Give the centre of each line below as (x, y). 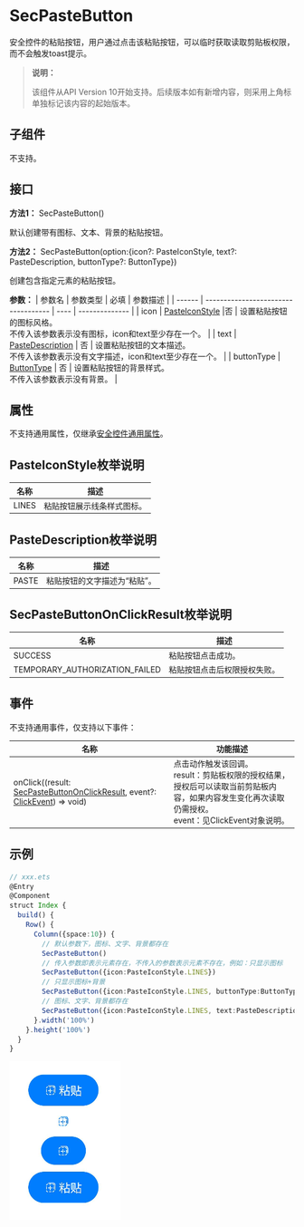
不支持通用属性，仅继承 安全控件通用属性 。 (89, 434)
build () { (36, 915)
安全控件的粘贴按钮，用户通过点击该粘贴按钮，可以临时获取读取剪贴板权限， (152, 42)
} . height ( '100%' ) (58, 1029)
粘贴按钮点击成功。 (204, 656)
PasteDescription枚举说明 (83, 540)
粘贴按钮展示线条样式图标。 (95, 506)
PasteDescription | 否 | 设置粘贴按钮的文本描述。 (100, 344)
